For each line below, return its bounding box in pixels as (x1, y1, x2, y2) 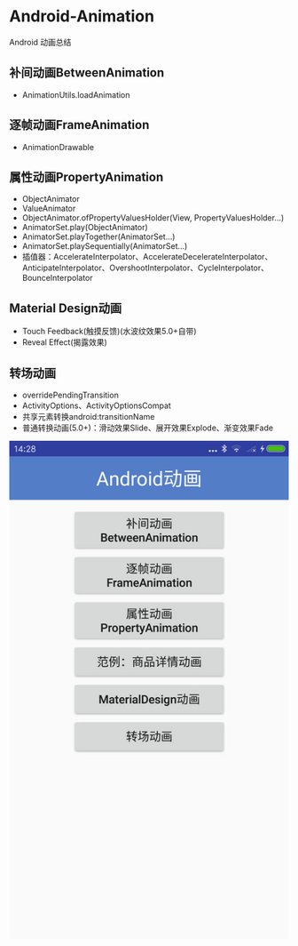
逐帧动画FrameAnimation (9, 117, 150, 132)
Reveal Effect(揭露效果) (21, 337, 108, 348)
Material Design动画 (9, 301, 122, 316)
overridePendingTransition (21, 389, 120, 400)
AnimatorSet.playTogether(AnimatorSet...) (21, 231, 176, 242)
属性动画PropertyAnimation (9, 169, 164, 184)
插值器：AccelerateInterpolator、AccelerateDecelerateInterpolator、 (21, 252, 273, 262)
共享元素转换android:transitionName (21, 412, 155, 421)
